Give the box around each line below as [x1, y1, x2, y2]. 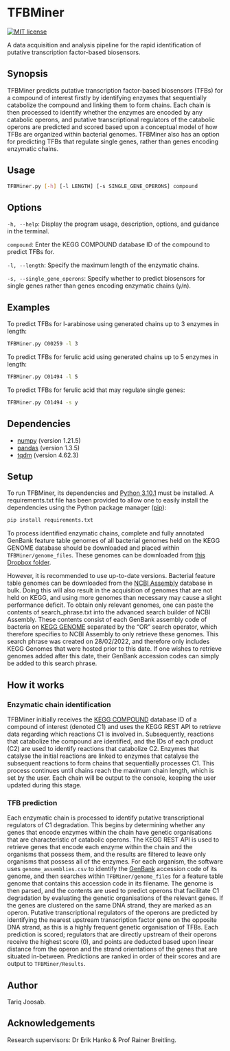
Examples [7, 301, 50, 313]
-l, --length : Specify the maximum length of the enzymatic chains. [7, 261, 200, 269]
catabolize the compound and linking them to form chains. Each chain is [7, 101, 211, 109]
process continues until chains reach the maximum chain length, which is [7, 766, 214, 774]
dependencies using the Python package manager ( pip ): [7, 503, 167, 512]
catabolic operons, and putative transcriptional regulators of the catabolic [7, 115, 216, 124]
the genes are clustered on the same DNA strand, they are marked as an [7, 901, 211, 910]
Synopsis [7, 68, 48, 80]
